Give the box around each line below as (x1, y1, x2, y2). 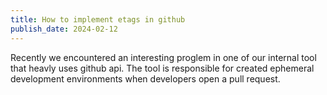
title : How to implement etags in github (10, 14, 186, 25)
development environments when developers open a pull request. (10, 72, 281, 85)
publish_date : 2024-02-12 (10, 24, 118, 34)
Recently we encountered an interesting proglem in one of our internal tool (10, 51, 317, 63)
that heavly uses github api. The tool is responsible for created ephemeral (10, 62, 315, 74)
